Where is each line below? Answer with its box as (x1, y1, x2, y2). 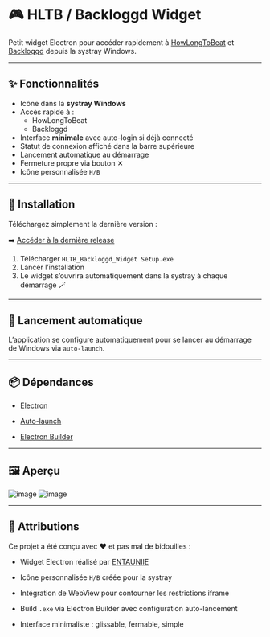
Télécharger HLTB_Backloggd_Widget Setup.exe (19, 253, 174, 263)
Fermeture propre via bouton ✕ (19, 158, 124, 168)
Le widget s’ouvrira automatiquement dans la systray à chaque (19, 270, 228, 281)
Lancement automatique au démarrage (19, 150, 149, 159)
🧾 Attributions (8, 520, 80, 534)
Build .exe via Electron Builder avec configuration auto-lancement (19, 603, 239, 613)
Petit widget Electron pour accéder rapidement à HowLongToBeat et (8, 37, 235, 47)
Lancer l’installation (19, 262, 85, 272)
